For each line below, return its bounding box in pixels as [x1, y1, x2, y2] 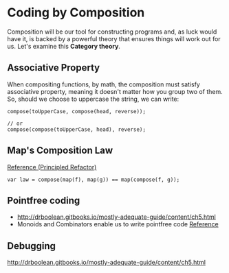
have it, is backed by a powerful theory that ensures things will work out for [7, 34, 221, 43]
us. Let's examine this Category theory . [7, 42, 120, 50]
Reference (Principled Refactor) [7, 163, 97, 171]
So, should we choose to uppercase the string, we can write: [7, 95, 179, 103]
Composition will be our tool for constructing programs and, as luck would [7, 27, 217, 36]
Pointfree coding [7, 194, 80, 206]
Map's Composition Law [7, 145, 113, 156]
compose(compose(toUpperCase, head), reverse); [7, 126, 146, 133]
